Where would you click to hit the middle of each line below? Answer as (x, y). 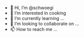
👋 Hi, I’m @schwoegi (32, 8)
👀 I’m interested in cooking (38, 13)
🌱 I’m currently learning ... (37, 18)
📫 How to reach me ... (34, 29)
